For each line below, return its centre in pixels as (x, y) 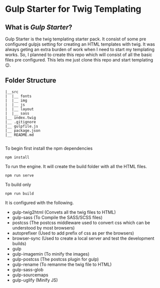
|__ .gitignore (21, 122)
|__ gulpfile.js (22, 126)
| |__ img (16, 100)
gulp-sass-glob (28, 269)
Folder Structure (31, 80)
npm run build (20, 193)
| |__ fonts (18, 96)
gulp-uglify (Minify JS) (35, 280)
